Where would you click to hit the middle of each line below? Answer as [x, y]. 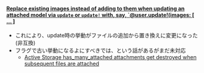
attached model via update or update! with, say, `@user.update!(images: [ [100, 14]
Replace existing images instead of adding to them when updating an [95, 8]
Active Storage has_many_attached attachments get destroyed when [110, 57]
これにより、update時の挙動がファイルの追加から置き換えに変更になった [106, 36]
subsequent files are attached [62, 64]
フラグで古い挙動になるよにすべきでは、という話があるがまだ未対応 [100, 51]
